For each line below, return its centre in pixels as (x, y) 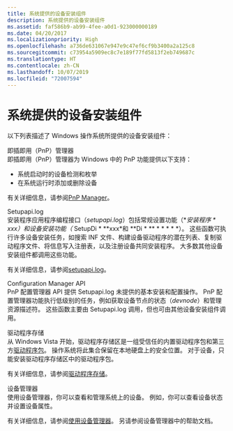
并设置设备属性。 (32, 406)
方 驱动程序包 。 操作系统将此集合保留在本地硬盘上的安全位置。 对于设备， (113, 350)
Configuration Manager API (46, 284)
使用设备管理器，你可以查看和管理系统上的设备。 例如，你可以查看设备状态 (115, 398)
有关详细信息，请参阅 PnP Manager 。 (60, 198)
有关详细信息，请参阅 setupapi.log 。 (59, 270)
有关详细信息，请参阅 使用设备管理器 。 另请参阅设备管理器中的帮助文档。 (112, 421)
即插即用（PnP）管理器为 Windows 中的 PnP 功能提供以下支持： (100, 159)
